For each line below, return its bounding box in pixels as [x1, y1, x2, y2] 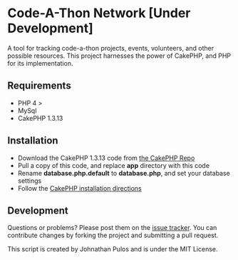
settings [17, 176, 42, 185]
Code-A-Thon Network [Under [7, 5, 191, 21]
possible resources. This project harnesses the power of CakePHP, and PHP [7, 51, 232, 60]
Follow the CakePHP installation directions [17, 184, 142, 192]
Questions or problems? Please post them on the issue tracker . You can [7, 224, 217, 232]
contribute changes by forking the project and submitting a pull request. [7, 231, 219, 240]
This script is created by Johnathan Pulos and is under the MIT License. [7, 245, 219, 254]
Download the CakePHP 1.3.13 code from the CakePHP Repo [17, 154, 195, 162]
